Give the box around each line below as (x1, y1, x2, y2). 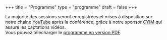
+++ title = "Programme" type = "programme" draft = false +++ (5, 4, 137, 10)
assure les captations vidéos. (5, 24, 66, 30)
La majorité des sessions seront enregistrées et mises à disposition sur (5, 14, 153, 19)
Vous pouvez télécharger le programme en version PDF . (5, 30, 122, 35)
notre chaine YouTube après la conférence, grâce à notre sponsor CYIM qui (5, 19, 162, 25)
